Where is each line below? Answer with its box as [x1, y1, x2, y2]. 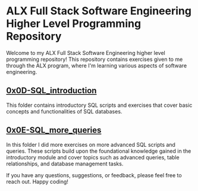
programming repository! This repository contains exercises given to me [6, 56, 183, 63]
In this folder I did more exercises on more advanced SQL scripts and [6, 141, 175, 148]
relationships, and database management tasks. [6, 160, 124, 167]
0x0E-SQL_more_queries [6, 125, 102, 135]
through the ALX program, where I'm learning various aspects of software [6, 61, 187, 69]
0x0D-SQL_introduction [6, 85, 97, 96]
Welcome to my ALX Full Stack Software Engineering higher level [6, 49, 165, 56]
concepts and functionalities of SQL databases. [6, 107, 122, 115]
